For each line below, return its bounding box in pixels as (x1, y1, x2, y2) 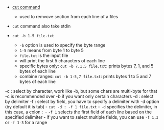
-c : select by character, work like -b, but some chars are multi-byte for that (5, 88, 158, 94)
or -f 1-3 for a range (5, 120, 47, 125)
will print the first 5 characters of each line (19, 58, 105, 63)
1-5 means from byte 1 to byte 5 (19, 48, 84, 53)
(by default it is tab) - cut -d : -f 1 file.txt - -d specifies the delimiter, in (5, 104, 158, 109)
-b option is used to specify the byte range (19, 42, 106, 48)
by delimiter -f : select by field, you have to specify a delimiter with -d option (5, 99, 160, 104)
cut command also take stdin (12, 23, 71, 29)
